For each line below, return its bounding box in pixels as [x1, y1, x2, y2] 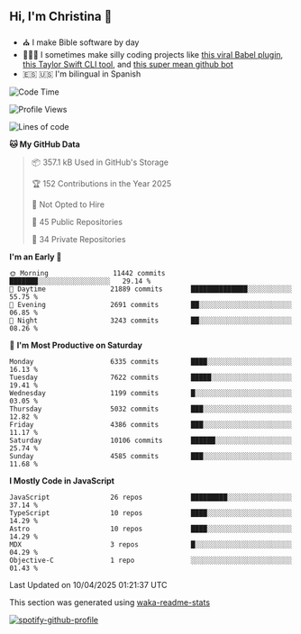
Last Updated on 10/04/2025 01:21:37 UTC [9, 579, 169, 590]
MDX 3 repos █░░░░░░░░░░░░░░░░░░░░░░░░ [9, 539, 293, 549]
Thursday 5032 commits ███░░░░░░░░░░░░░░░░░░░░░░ [9, 404, 293, 413]
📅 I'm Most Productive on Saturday [9, 340, 142, 350]
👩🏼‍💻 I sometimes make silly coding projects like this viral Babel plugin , [22, 49, 284, 59]
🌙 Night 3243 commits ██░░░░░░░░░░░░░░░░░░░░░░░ [9, 316, 293, 325]
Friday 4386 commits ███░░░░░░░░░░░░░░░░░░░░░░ [9, 420, 293, 429]
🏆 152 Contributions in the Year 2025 [31, 177, 172, 189]
